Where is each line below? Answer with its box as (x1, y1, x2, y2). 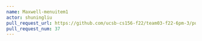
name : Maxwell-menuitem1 (6, 8, 69, 15)
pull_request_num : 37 (6, 25, 61, 32)
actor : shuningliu (6, 14, 52, 20)
